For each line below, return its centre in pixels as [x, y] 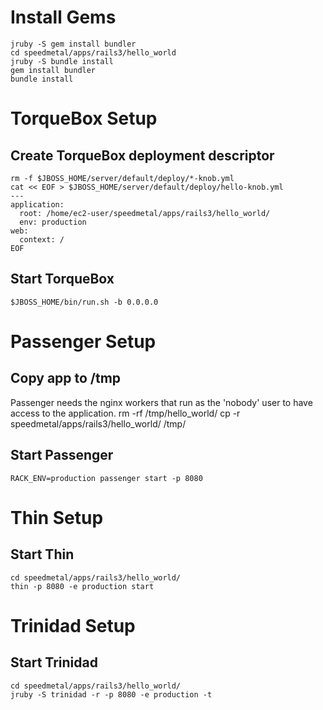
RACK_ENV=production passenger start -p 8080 [106, 478]
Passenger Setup [83, 341]
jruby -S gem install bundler [73, 44]
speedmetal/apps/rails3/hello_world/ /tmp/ [98, 423]
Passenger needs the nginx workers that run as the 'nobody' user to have [161, 402]
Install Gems [63, 17]
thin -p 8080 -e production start [82, 586]
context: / [42, 239]
